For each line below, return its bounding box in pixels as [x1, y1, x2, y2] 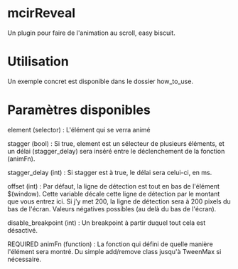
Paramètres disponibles [7, 102, 151, 118]
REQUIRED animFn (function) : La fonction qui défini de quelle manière [7, 240, 213, 248]
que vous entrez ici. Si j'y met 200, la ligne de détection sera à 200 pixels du [7, 197, 231, 206]
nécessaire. [7, 255, 41, 263]
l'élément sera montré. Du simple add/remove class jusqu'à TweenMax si [7, 247, 222, 255]
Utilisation [7, 53, 69, 70]
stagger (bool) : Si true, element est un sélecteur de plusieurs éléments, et [7, 139, 225, 147]
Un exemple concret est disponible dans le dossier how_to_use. [7, 77, 194, 85]
